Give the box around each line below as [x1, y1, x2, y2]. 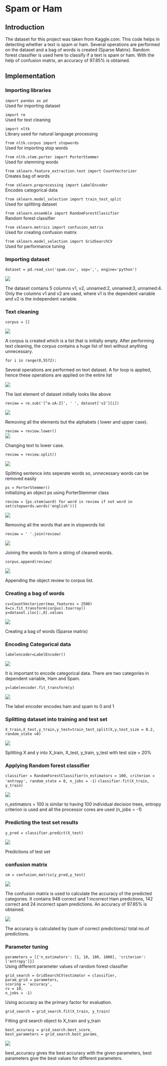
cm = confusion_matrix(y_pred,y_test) [5, 872, 86, 877]
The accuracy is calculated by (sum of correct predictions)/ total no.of [5, 925, 150, 931]
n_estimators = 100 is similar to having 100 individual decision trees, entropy [5, 801, 162, 807]
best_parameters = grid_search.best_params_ [5, 1032, 99, 1037]
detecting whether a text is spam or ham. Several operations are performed [5, 41, 160, 47]
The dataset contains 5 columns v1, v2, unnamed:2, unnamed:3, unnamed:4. [5, 285, 163, 291]
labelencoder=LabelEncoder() [5, 652, 66, 657]
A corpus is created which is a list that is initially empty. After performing [5, 338, 155, 344]
